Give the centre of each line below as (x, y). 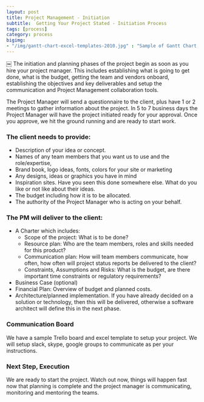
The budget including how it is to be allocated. (73, 196)
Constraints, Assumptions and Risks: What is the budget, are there (107, 270)
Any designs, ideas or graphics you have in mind (76, 176)
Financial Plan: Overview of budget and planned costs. (83, 289)
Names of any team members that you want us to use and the (92, 157)
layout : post (23, 12)
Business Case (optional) (46, 283)
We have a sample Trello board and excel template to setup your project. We (102, 337)
